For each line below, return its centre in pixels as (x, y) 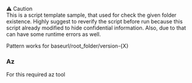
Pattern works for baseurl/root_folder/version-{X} (67, 46)
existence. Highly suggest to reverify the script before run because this (94, 21)
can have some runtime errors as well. (54, 34)
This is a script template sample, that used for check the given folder (91, 15)
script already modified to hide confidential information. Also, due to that (96, 28)
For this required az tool (36, 75)
